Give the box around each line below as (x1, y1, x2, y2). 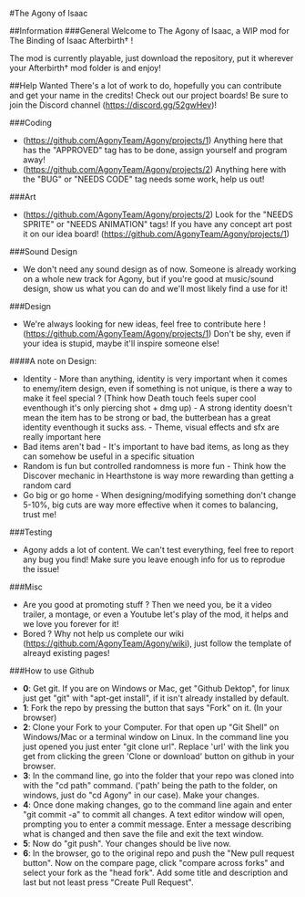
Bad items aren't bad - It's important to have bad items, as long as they (22, 442, 290, 452)
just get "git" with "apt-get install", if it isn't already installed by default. (22, 693, 290, 704)
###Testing (9, 527, 53, 537)
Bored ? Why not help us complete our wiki (22, 629, 185, 639)
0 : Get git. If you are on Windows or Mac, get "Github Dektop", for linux (22, 683, 290, 694)
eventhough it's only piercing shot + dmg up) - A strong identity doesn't (22, 402, 293, 413)
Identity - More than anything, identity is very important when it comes (22, 373, 289, 384)
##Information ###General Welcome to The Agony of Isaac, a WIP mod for (9, 26, 290, 36)
